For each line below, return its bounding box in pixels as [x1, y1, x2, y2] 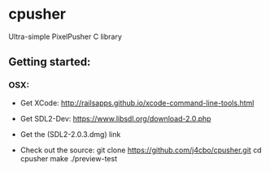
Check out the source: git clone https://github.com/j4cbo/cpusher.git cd [20, 145, 262, 155]
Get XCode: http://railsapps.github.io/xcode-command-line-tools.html [20, 98, 255, 108]
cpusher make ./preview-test [20, 153, 118, 163]
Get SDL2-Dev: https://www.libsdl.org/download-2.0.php [20, 113, 211, 123]
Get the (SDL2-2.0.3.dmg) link [20, 129, 121, 139]
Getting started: [8, 55, 91, 69]
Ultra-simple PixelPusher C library [8, 32, 122, 41]
